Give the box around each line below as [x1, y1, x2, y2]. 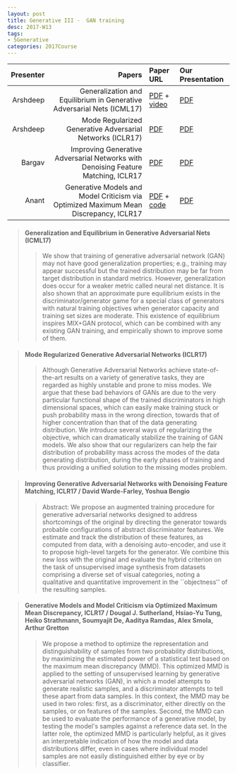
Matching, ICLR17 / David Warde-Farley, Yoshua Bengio [24, 487, 190, 495]
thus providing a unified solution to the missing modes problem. [42, 463, 228, 472]
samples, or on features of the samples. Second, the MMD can [42, 707, 224, 715]
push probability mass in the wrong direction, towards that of [42, 410, 220, 420]
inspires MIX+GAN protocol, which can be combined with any [42, 319, 221, 328]
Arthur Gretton [24, 623, 69, 632]
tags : [7, 30, 23, 37]
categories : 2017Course [7, 43, 78, 50]
